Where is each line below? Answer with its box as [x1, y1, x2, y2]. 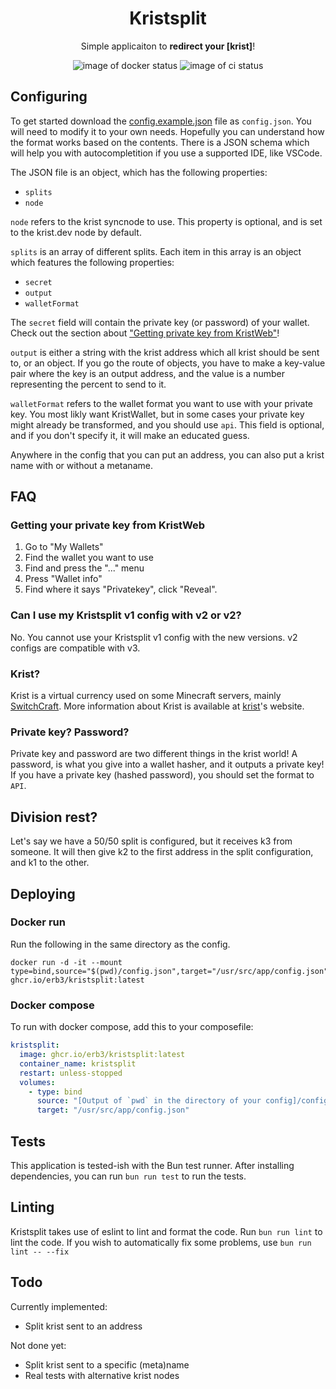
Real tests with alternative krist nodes [24, 1369, 180, 1381]
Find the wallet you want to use [24, 552, 154, 564]
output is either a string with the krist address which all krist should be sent [10, 346, 320, 358]
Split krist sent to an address [24, 1320, 143, 1332]
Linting [10, 1199, 55, 1216]
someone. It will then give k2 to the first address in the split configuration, [10, 846, 314, 858]
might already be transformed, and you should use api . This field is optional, [10, 418, 325, 431]
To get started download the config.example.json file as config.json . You [10, 115, 312, 127]
